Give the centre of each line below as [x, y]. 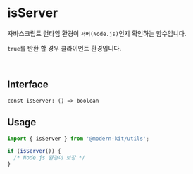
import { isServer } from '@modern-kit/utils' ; [79, 139]
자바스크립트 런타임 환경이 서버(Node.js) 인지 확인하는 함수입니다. [97, 33]
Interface [28, 85]
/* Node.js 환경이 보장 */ [50, 158]
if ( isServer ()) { [34, 151]
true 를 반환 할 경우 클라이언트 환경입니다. [64, 48]
